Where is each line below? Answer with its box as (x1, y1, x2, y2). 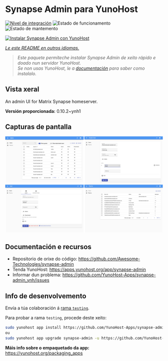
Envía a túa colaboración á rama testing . (5, 305, 89, 311)
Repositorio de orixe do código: (12, 256, 77, 262)
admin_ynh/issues (12, 277, 49, 283)
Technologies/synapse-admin (12, 261, 74, 267)
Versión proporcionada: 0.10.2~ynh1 (5, 108, 81, 114)
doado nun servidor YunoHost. (17, 60, 81, 66)
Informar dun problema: (12, 272, 61, 278)
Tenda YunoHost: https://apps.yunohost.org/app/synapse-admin (12, 267, 146, 273)
